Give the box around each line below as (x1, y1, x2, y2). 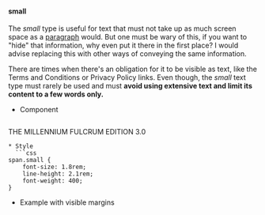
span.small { (8, 157, 51, 164)
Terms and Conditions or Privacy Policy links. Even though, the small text (8, 73, 247, 82)
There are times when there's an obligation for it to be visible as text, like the (8, 64, 257, 74)
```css (15, 149, 37, 157)
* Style (8, 142, 34, 150)
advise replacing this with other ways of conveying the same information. (8, 49, 247, 58)
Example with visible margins (19, 198, 115, 207)
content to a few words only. (8, 89, 104, 99)
